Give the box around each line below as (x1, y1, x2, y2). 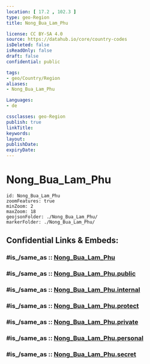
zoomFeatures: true (6, 198, 55, 204)
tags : (6, 70, 20, 76)
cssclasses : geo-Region (6, 114, 66, 120)
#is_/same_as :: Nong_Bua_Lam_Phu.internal (6, 286, 140, 294)
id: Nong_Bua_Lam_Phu (6, 193, 61, 199)
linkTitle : (6, 124, 34, 131)
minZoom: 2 (6, 203, 34, 209)
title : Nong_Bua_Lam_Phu (6, 20, 68, 26)
